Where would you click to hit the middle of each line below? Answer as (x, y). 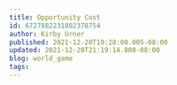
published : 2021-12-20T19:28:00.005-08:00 (88, 42)
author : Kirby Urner (47, 34)
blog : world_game (41, 58)
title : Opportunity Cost (55, 17)
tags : (19, 67)
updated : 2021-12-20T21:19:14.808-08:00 (85, 50)
